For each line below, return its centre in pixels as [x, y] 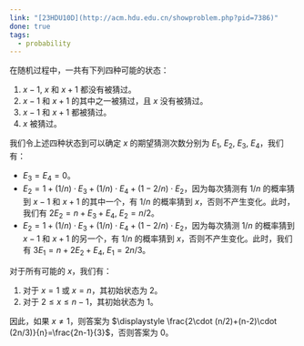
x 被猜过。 [42, 124]
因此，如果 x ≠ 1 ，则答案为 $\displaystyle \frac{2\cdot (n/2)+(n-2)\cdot [143, 321]
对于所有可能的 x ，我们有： [61, 271]
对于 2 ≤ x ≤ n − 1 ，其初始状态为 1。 [91, 302]
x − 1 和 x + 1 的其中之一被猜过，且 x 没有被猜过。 [115, 101]
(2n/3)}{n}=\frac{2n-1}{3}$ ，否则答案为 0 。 [91, 332]
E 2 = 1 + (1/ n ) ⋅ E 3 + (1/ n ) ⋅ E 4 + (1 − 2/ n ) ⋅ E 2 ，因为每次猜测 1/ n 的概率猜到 [159, 227]
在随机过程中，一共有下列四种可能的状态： [89, 70]
